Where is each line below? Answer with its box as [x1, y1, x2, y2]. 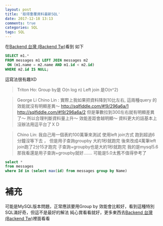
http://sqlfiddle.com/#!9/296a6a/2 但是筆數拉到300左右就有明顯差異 [17, 109, 155, 115]
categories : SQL [5, 25, 38, 30]
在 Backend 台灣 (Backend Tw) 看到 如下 [5, 44, 84, 49]
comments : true [5, 20, 36, 26]
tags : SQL [5, 30, 25, 35]
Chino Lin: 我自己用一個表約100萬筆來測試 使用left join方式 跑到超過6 [17, 132, 155, 138]
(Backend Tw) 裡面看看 [5, 216, 50, 222]
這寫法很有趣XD [5, 76, 37, 82]
